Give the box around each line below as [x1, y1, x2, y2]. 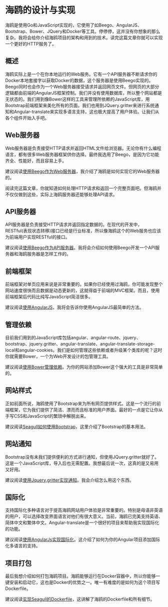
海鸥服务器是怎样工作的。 [18, 251, 71, 257]
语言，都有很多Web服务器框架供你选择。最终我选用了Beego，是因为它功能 [5, 151, 159, 157]
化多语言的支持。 [5, 543, 40, 549]
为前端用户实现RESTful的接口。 [5, 234, 70, 240]
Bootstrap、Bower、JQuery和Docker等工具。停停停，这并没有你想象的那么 [5, 28, 160, 34]
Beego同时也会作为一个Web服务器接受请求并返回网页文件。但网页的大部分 [5, 83, 159, 89]
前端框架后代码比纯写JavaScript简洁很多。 [5, 293, 93, 300]
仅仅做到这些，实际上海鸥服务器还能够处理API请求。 [9, 191, 117, 197]
